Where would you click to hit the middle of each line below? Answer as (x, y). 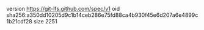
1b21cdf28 (19, 21)
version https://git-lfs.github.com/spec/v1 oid (63, 9)
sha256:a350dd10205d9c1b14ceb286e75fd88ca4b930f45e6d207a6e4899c (102, 15)
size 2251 (45, 21)
